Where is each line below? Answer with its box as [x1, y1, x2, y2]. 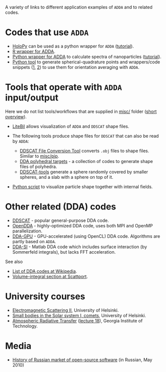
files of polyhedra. [19, 163, 57, 169]
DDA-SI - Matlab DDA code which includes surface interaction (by [12, 244, 147, 250]
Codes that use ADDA [5, 27, 89, 38]
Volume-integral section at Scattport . [12, 273, 88, 279]
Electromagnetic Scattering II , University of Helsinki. [12, 307, 119, 313]
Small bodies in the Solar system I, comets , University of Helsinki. [12, 312, 146, 319]
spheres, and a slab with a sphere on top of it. [19, 174, 113, 180]
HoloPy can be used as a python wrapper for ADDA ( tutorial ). [12, 43, 134, 49]
